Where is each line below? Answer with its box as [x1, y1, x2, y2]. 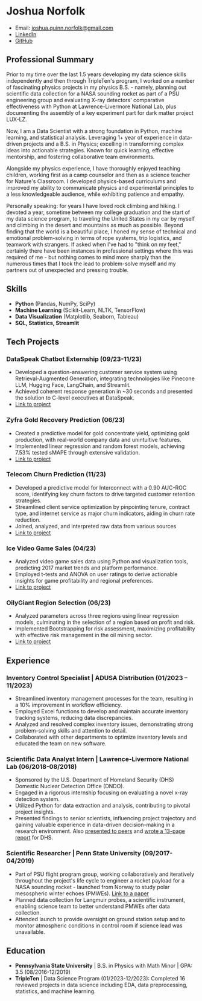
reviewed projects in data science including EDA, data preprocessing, [14, 981, 188, 988]
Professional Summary [6, 54, 94, 65]
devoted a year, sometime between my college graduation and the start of [6, 209, 191, 216]
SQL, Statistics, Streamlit [14, 319, 80, 326]
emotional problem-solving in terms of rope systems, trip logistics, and [6, 234, 182, 241]
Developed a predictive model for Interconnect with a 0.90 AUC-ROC [14, 484, 187, 491]
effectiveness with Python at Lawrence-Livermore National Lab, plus [6, 103, 177, 110]
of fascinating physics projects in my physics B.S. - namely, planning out [6, 83, 187, 91]
